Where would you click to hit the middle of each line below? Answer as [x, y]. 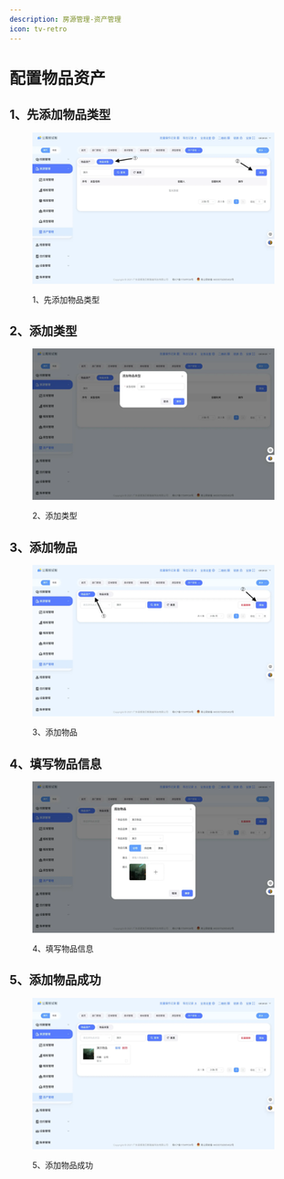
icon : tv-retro [38, 29]
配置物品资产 [58, 78]
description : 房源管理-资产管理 [65, 19]
